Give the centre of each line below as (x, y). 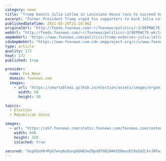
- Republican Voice (30, 115)
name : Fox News (25, 74)
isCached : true (30, 142)
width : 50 (28, 92)
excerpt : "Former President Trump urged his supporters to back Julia (79, 19)
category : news (21, 10)
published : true (22, 60)
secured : (14, 151)
